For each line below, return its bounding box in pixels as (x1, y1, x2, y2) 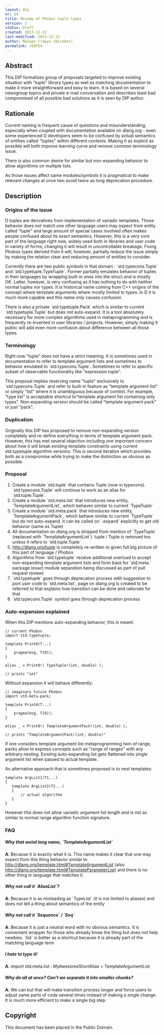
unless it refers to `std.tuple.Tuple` (12, 539, 82, 545)
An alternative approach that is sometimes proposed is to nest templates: (5, 766, 152, 772)
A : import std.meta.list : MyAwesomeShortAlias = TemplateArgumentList (5, 963, 150, 969)
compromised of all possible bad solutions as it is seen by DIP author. (5, 95, 145, 101)
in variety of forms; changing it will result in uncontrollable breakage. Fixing (5, 243, 157, 249)
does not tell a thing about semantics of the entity (5, 901, 105, 907)
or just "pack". (5, 404, 34, 410)
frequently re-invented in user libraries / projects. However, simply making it (5, 319, 158, 325)
